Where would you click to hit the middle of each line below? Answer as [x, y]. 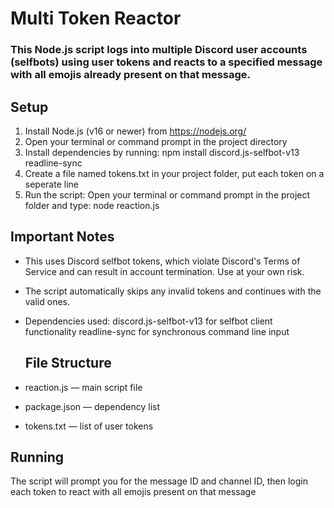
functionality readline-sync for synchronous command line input [157, 331]
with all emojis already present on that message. [131, 75]
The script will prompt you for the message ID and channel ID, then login [159, 481]
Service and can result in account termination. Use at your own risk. [164, 271]
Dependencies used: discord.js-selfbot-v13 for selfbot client [148, 321]
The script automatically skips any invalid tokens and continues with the [173, 291]
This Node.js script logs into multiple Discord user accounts [159, 50]
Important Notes [62, 237]
